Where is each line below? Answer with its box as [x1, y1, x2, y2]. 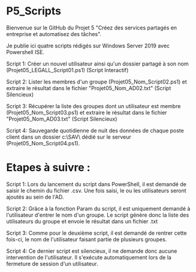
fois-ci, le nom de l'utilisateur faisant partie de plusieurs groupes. [6, 235, 167, 243]
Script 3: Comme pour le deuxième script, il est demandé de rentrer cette [6, 229, 187, 237]
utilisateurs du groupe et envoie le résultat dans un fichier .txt [6, 217, 158, 225]
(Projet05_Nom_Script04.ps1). [6, 139, 80, 147]
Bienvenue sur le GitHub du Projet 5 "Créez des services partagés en [6, 24, 177, 31]
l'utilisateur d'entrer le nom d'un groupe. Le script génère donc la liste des [6, 211, 189, 219]
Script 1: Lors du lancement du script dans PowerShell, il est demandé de [6, 180, 187, 187]
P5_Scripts [6, 4, 62, 18]
